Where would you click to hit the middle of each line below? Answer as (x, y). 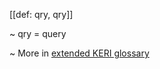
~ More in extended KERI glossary (79, 53)
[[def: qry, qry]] (41, 14)
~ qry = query (38, 33)
